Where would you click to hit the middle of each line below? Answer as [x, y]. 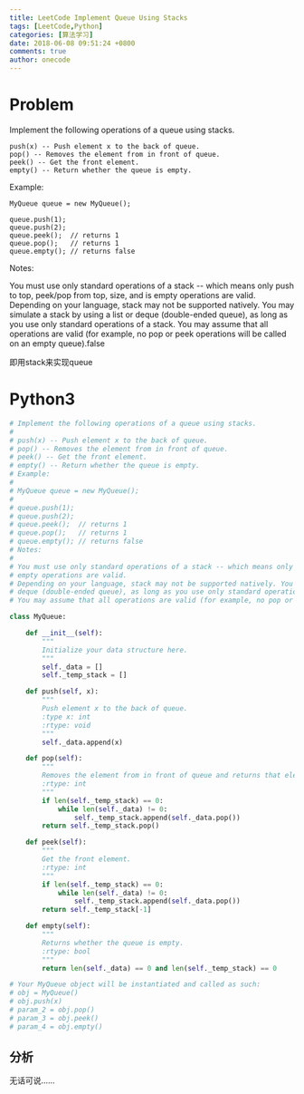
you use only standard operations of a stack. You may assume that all [139, 324]
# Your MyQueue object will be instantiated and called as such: [135, 984]
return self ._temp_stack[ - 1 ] [97, 910]
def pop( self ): [54, 759]
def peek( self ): [57, 842]
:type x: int [66, 717]
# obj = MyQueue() [44, 993]
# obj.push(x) [36, 1002]
